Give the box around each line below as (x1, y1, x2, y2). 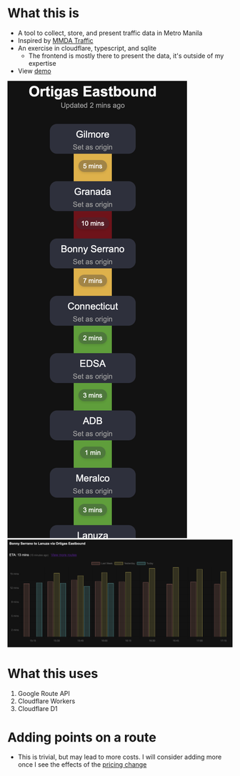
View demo (17, 66, 51, 75)
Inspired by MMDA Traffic (17, 36, 94, 44)
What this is (7, 5, 80, 21)
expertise (28, 59, 56, 67)
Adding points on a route (7, 729, 157, 745)
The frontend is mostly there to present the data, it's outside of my (28, 51, 224, 60)
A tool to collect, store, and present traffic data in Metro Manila (17, 29, 203, 37)
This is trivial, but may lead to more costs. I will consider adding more (17, 752, 222, 762)
